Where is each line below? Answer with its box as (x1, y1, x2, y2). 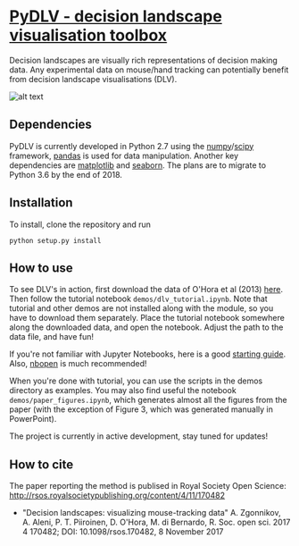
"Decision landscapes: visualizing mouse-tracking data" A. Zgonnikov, (21, 508, 281, 518)
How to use (9, 260, 73, 275)
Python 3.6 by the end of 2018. (9, 169, 123, 180)
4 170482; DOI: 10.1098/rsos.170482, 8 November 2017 (21, 526, 224, 537)
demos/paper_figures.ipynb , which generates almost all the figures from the (9, 395, 287, 406)
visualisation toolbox (9, 25, 168, 46)
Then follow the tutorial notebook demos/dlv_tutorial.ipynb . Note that (9, 293, 268, 305)
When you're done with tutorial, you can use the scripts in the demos (9, 375, 263, 386)
